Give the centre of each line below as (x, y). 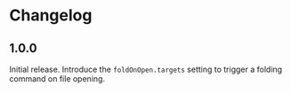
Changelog (51, 15)
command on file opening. (57, 79)
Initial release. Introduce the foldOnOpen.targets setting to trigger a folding (146, 69)
